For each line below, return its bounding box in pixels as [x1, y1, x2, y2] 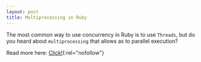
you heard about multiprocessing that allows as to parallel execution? [6, 37, 178, 45]
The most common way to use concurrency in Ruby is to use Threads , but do [6, 31, 196, 38]
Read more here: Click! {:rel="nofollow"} [6, 49, 104, 56]
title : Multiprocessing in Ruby [6, 14, 87, 20]
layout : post [6, 8, 39, 15]
